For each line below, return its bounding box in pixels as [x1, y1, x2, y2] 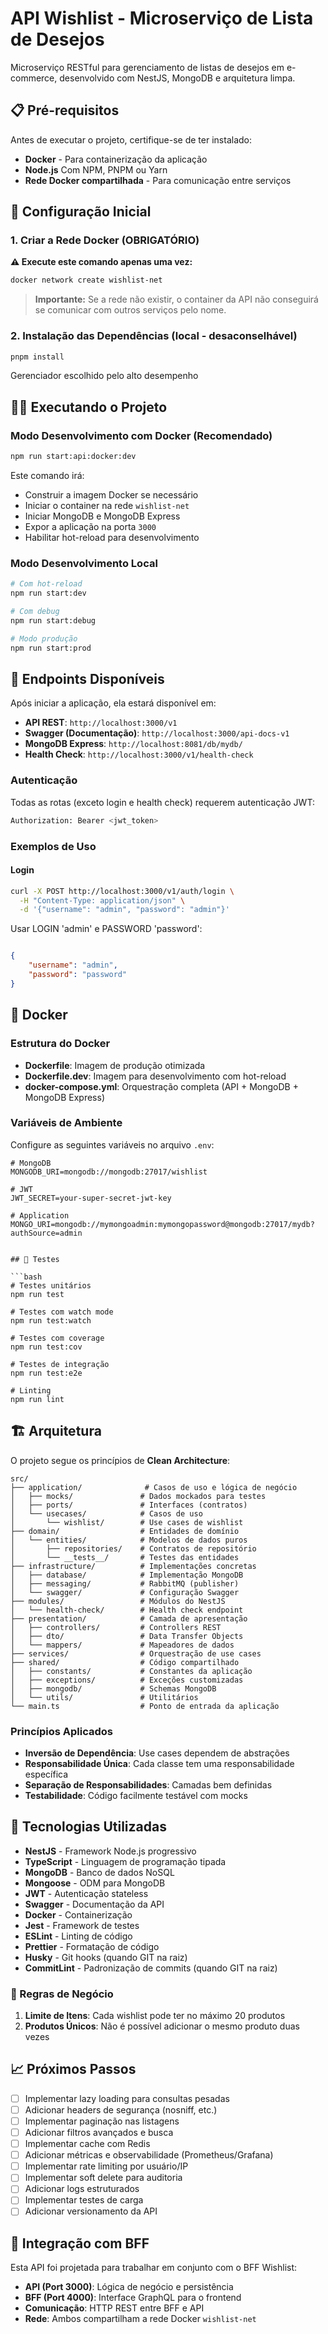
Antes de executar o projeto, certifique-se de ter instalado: [10, 133, 252, 146]
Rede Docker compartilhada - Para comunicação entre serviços [24, 174, 292, 186]
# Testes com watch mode [10, 1307, 114, 1317]
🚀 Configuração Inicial [10, 203, 152, 221]
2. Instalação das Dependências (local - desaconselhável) [10, 329, 298, 343]
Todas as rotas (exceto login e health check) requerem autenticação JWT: [10, 796, 315, 808]
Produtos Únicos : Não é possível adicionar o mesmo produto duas [24, 2020, 300, 2032]
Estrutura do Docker [10, 1037, 111, 1051]
